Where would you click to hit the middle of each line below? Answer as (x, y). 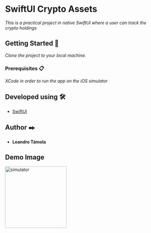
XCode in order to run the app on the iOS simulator (56, 81)
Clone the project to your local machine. (46, 55)
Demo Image (25, 157)
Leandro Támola (29, 142)
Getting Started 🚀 (32, 44)
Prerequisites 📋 (25, 68)
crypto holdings (21, 28)
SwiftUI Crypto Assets (51, 9)
